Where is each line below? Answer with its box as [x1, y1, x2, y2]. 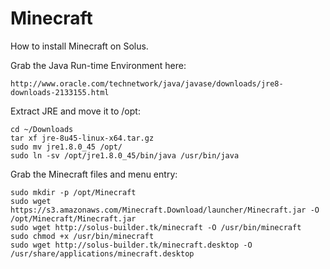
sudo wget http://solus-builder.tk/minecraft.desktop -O [10, 240, 253, 250]
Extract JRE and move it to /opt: [10, 105, 141, 117]
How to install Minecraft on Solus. [10, 40, 149, 52]
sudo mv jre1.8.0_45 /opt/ [10, 142, 123, 152]
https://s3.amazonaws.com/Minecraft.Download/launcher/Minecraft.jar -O [10, 205, 320, 215]
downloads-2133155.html [10, 87, 110, 97]
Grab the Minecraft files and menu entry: [10, 168, 178, 180]
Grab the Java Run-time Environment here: [10, 59, 187, 71]
